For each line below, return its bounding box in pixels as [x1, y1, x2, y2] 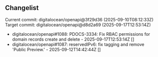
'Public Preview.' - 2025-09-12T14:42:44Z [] [12, 46, 101, 52]
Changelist [5, 4, 39, 12]
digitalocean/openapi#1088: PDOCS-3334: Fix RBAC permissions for [12, 31, 150, 37]
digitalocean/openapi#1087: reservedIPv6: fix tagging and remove [12, 41, 145, 47]
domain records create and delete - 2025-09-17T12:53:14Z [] [12, 36, 135, 42]
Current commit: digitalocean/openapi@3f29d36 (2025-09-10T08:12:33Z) [5, 16, 154, 22]
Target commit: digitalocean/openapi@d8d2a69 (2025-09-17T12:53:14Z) [5, 22, 151, 28]
